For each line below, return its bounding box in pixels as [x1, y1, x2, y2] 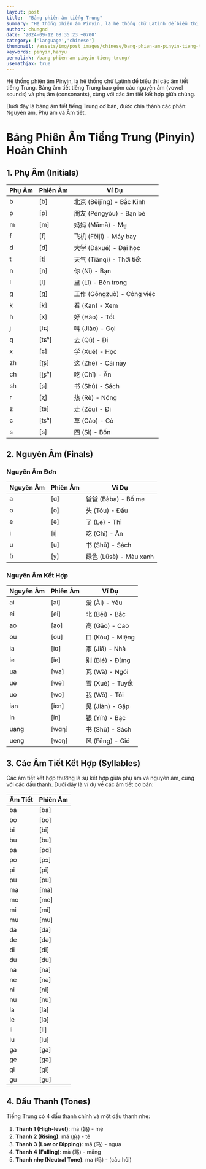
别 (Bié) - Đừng [85, 656, 131, 665]
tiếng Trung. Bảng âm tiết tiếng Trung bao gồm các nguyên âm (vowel [6, 84, 183, 91]
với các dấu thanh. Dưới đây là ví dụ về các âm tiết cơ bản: [6, 781, 154, 788]
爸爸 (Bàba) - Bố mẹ [85, 495, 145, 504]
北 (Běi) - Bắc [85, 610, 126, 619]
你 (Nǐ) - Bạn [74, 267, 112, 275]
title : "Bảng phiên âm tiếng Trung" [6, 15, 103, 21]
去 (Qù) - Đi [74, 335, 109, 344]
